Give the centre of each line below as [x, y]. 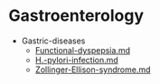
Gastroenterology [76, 16]
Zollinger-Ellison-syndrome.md [93, 70]
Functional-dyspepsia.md [82, 50]
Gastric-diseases [53, 41]
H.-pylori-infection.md [76, 60]
